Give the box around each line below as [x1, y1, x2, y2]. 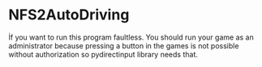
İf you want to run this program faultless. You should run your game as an [8, 32, 254, 42]
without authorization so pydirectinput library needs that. [8, 49, 199, 59]
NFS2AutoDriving [8, 6, 130, 24]
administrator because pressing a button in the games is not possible [8, 40, 239, 50]
